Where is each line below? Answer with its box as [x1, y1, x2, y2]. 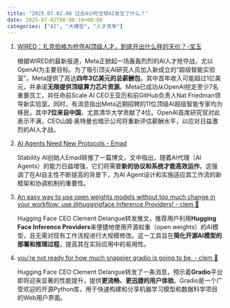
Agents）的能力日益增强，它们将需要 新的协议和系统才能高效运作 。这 [16, 162, 212, 170]
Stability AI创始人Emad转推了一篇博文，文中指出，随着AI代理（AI [16, 154, 202, 162]
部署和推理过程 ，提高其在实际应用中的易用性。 [16, 240, 150, 248]
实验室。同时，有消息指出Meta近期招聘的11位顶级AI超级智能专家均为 [29, 100, 223, 108]
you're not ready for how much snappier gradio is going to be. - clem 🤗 [16, 254, 218, 262]
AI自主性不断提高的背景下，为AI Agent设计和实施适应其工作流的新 [35, 171, 222, 179]
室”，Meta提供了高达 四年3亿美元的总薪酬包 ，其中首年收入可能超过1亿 [16, 74, 216, 82]
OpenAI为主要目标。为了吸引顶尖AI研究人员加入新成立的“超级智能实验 [16, 66, 216, 74]
